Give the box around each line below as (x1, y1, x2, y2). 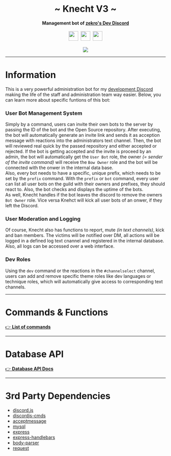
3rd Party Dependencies (5, 390, 111, 401)
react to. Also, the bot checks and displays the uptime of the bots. (5, 186, 144, 193)
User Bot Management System (5, 109, 82, 116)
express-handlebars (12, 434, 55, 440)
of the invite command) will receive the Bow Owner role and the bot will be (5, 159, 158, 165)
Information (5, 69, 56, 81)
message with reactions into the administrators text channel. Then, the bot (5, 137, 161, 143)
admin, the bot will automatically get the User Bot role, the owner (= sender (5, 154, 163, 160)
